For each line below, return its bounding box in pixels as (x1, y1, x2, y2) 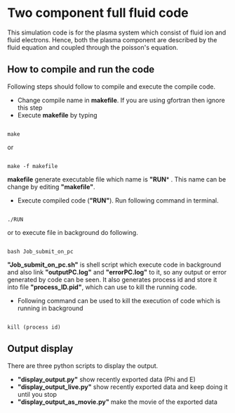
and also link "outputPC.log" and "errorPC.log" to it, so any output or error (7, 267, 227, 276)
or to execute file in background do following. (7, 228, 138, 236)
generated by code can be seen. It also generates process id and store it (7, 275, 217, 284)
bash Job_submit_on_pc (7, 248, 74, 255)
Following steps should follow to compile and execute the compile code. (7, 82, 216, 91)
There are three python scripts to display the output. (7, 361, 159, 370)
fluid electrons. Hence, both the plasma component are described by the (7, 35, 217, 44)
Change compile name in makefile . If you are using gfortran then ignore (17, 96, 226, 104)
